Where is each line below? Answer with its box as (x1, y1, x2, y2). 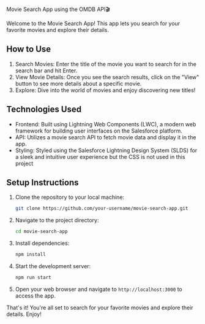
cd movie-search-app (15, 228, 68, 235)
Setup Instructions (6, 177, 79, 188)
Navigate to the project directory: (15, 217, 99, 224)
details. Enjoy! (6, 310, 42, 318)
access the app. (15, 291, 56, 299)
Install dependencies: (15, 239, 70, 247)
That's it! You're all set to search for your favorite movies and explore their (6, 304, 194, 311)
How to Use (6, 44, 51, 55)
